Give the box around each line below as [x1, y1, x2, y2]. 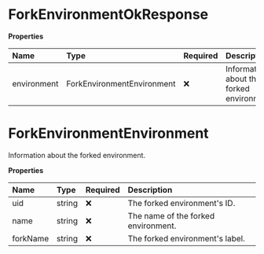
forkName [12, 233, 49, 244]
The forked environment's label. [127, 233, 245, 244]
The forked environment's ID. [127, 197, 236, 208]
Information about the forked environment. [8, 150, 146, 160]
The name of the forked [127, 210, 214, 221]
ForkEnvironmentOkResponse [8, 6, 209, 24]
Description [127, 184, 173, 195]
